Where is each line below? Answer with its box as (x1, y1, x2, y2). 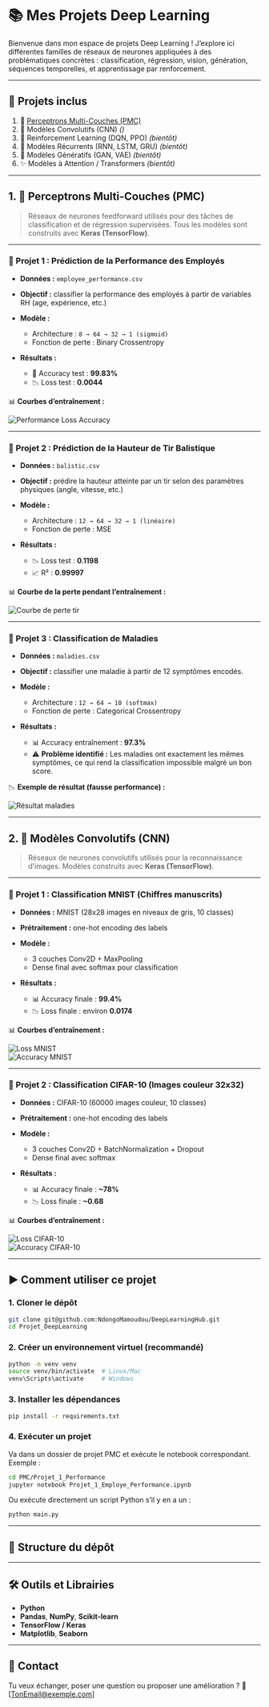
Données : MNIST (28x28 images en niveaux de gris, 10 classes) (19, 907, 235, 917)
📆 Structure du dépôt (8, 1540, 114, 1554)
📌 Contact (8, 1660, 59, 1673)
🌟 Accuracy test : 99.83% (31, 368, 118, 377)
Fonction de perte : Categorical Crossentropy (31, 706, 182, 716)
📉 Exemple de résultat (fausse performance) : (8, 782, 166, 792)
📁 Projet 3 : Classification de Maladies (8, 633, 159, 644)
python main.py (8, 1511, 59, 1519)
